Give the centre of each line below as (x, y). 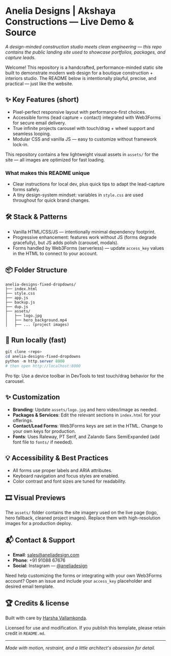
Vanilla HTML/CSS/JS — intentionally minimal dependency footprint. (84, 231)
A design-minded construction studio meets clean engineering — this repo (83, 46)
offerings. (23, 420)
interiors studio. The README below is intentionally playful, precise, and (81, 78)
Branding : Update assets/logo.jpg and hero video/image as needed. (85, 409)
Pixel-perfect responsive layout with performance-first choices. (79, 112)
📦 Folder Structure (36, 270)
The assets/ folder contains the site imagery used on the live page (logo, (82, 513)
